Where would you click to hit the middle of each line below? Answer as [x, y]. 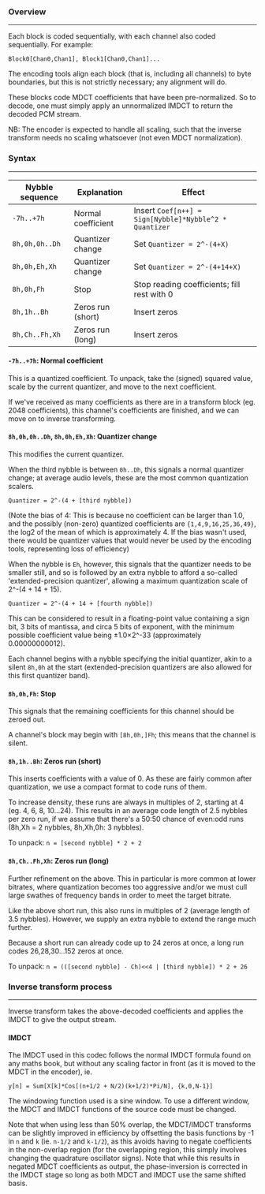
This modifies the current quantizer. [66, 454]
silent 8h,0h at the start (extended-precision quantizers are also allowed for [130, 667]
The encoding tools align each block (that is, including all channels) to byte [130, 74]
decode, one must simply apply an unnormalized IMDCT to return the [121, 106]
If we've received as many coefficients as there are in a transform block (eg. [132, 401]
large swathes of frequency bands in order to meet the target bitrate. [120, 895]
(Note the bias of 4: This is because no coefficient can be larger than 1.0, [127, 515]
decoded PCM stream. [45, 114]
